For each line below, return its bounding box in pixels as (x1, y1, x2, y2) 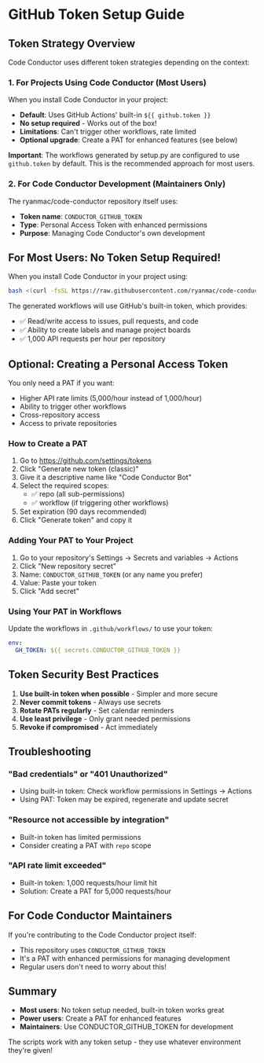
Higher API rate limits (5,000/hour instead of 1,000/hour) (19, 394, 203, 403)
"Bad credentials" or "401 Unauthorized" (8, 768, 168, 779)
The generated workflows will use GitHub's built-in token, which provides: (8, 301, 247, 311)
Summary (8, 984, 57, 999)
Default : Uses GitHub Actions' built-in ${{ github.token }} (19, 110, 211, 119)
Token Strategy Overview (8, 37, 136, 50)
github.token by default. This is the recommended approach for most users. (8, 159, 255, 168)
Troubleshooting (8, 745, 92, 758)
